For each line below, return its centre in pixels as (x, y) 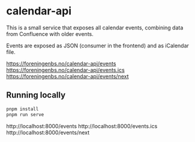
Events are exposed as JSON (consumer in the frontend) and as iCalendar (97, 46)
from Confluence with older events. (50, 34)
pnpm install (22, 109)
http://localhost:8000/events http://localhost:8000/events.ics (82, 126)
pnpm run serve (25, 114)
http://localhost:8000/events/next (48, 132)
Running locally (36, 95)
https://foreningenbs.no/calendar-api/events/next (67, 76)
